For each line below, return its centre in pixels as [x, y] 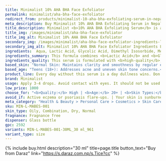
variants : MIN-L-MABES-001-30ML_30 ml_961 [49, 129]
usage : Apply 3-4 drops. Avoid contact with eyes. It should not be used [83, 83]
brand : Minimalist [24, 79]
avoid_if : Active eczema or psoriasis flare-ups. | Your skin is [74, 97]
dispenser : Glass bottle [31, 120]
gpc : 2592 [15, 125]
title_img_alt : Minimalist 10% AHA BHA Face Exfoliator [64, 38]
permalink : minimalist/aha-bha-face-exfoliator [55, 14]
